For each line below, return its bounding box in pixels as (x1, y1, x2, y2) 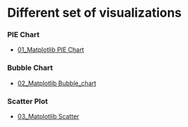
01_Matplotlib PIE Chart (17, 45, 84, 54)
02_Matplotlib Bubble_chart (17, 79, 97, 87)
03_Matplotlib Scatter (17, 112, 79, 121)
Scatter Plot (7, 96, 48, 106)
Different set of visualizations (7, 5, 182, 21)
